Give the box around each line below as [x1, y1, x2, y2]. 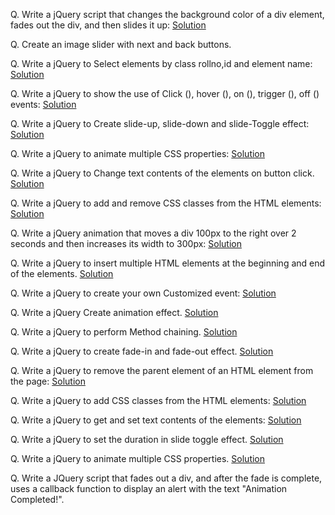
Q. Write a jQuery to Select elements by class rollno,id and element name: [10, 58, 313, 69]
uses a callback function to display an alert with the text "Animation [10, 483, 288, 494]
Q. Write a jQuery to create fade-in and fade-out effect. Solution [10, 345, 274, 357]
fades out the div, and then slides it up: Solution [10, 19, 207, 31]
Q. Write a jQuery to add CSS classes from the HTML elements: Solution [10, 395, 307, 406]
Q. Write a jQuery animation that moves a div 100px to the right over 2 [10, 227, 297, 239]
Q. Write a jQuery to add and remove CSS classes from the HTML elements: [10, 197, 322, 209]
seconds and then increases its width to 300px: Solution [10, 238, 242, 249]
